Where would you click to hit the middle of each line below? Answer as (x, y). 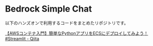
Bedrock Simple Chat (48, 9)
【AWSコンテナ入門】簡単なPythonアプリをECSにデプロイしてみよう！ (77, 33)
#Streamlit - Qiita (22, 38)
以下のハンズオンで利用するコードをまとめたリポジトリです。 (67, 23)
